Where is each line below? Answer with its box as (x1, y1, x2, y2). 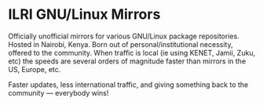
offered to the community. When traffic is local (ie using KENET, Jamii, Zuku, (8, 48, 256, 57)
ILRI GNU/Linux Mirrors (8, 5, 161, 24)
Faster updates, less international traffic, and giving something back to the (8, 80, 249, 89)
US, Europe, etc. (8, 64, 61, 74)
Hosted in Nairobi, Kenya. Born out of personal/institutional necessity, (8, 39, 233, 49)
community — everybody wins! (8, 88, 109, 97)
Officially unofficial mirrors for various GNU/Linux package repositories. (8, 31, 239, 41)
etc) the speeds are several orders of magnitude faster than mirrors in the (8, 56, 247, 66)
